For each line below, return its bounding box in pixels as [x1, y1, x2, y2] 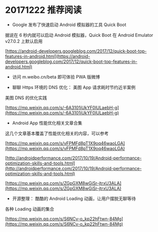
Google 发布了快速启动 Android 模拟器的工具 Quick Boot [12, 22, 126, 28]
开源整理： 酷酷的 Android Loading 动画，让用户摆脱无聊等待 [12, 195, 136, 202]
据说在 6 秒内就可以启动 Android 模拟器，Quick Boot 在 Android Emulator [5, 32, 154, 38]
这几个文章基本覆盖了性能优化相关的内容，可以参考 [5, 130, 109, 136]
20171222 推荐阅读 [5, 4, 82, 16]
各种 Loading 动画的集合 [5, 206, 55, 212]
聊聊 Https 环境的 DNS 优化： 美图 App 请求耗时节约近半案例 [12, 84, 136, 90]
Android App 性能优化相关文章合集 [12, 120, 83, 126]
